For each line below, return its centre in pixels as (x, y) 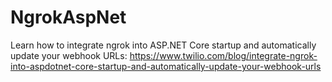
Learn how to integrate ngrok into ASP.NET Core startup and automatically (163, 45)
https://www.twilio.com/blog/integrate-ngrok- (223, 55)
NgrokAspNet (68, 17)
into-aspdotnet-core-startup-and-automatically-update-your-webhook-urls (166, 66)
